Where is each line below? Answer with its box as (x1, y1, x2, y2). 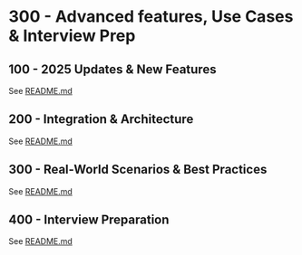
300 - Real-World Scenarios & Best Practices (8, 162, 268, 177)
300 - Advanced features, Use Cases (8, 6, 294, 27)
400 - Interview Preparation (8, 212, 170, 228)
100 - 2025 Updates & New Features (8, 61, 217, 77)
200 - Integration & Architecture (8, 111, 194, 127)
